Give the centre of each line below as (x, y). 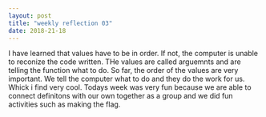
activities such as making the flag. (64, 104)
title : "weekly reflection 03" (60, 23)
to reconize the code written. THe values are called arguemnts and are (125, 62)
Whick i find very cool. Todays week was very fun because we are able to (130, 87)
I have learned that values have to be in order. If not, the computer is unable (133, 54)
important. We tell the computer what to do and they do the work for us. (127, 79)
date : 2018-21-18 (37, 30)
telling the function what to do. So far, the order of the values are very (123, 71)
